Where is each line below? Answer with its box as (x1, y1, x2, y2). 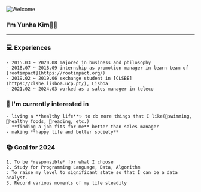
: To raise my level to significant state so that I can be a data (6, 170, 178, 176)
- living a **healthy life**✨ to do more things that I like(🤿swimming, (6, 113, 193, 119)
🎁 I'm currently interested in (6, 100, 89, 108)
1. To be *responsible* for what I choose (6, 159, 114, 165)
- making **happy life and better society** (6, 129, 119, 135)
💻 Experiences (6, 44, 51, 52)
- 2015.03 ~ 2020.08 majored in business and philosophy (6, 59, 151, 65)
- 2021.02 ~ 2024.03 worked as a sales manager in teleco (6, 86, 154, 92)
